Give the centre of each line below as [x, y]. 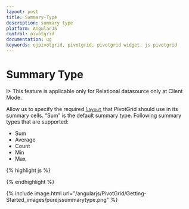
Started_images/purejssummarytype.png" [58, 199]
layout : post [22, 12]
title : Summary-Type [32, 17]
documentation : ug [29, 39]
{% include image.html [34, 193]
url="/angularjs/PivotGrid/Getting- [105, 193]
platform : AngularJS [32, 28]
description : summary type [40, 23]
